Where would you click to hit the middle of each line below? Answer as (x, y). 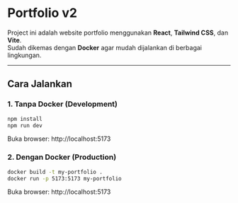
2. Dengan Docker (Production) (62, 157)
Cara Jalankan (40, 84)
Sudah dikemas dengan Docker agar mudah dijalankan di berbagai (104, 47)
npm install (25, 119)
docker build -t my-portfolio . (55, 172)
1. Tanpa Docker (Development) (63, 104)
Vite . (15, 40)
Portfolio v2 (42, 13)
